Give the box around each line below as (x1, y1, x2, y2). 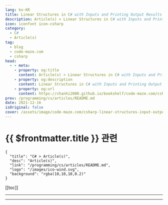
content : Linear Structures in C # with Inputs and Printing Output (18, 81, 162, 86)
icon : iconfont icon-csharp (5, 21, 64, 26)
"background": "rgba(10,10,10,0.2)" (9, 171, 86, 176)
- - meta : (9, 63, 30, 68)
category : (5, 26, 26, 31)
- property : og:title (14, 68, 59, 73)
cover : (5, 109, 19, 115)
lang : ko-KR (5, 7, 30, 12)
